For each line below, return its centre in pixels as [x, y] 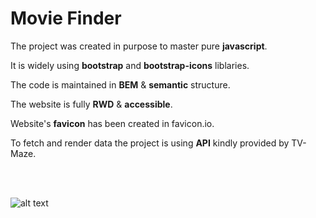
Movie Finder [66, 18]
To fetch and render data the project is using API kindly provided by [150, 143]
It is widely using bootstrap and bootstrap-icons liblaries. [130, 65]
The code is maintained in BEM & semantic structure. [120, 84]
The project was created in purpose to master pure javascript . [139, 46]
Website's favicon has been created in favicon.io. [112, 123]
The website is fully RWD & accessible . [91, 104]
